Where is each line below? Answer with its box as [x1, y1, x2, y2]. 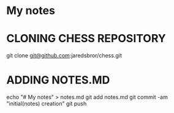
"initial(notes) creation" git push [6, 100, 87, 108]
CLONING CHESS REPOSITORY [6, 32, 167, 46]
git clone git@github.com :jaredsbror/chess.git [6, 52, 123, 59]
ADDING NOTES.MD [6, 73, 110, 87]
